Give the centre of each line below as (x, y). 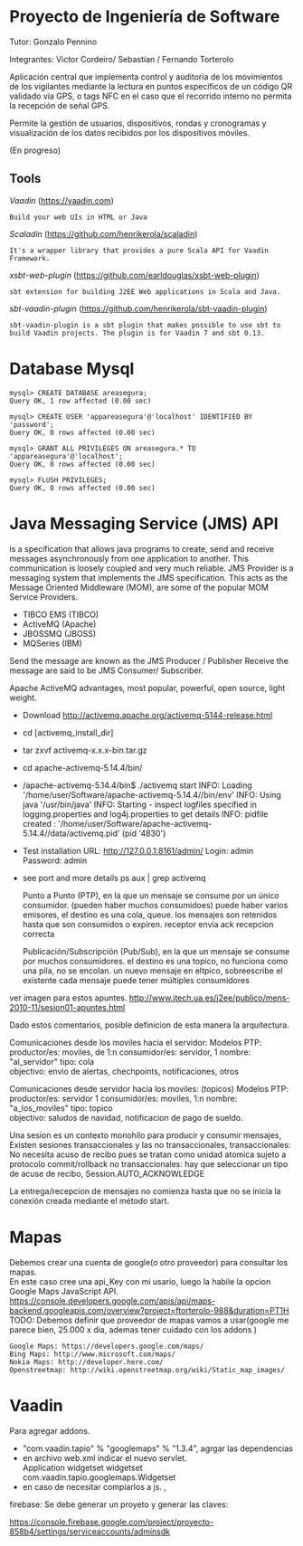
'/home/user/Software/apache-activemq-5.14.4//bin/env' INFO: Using (152, 794)
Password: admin (55, 860)
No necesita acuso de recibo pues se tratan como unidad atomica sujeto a (148, 1154)
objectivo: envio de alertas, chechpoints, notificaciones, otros (124, 1071)
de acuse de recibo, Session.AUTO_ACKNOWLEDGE (107, 1173)
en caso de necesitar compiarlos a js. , (95, 1486)
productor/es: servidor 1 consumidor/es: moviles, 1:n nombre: (123, 1098)
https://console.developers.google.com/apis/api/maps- (112, 1301)
